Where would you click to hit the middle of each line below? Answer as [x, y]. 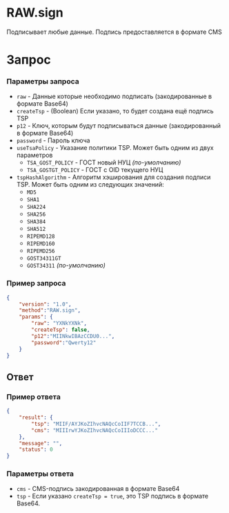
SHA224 [36, 207]
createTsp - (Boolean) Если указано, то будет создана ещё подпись [115, 111]
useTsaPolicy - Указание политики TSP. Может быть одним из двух [115, 148]
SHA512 [36, 230]
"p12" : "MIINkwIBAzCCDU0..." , [73, 336]
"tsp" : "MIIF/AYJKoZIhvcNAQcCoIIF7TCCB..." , [96, 424]
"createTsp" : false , [61, 330]
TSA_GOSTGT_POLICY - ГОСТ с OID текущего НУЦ [95, 170]
